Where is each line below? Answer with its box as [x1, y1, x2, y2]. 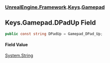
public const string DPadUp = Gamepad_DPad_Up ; [5, 31, 103, 36]
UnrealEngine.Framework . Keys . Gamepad [5, 4, 105, 11]
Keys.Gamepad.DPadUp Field [5, 19, 96, 27]
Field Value [5, 42, 28, 48]
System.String [5, 52, 33, 58]
